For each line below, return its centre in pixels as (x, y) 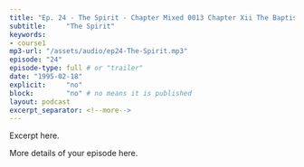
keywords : (28, 34)
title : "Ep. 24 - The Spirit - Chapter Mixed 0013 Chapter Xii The (139, 18)
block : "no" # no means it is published (101, 93)
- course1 (28, 43)
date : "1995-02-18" (46, 77)
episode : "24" (36, 60)
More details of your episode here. (74, 153)
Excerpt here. (35, 135)
